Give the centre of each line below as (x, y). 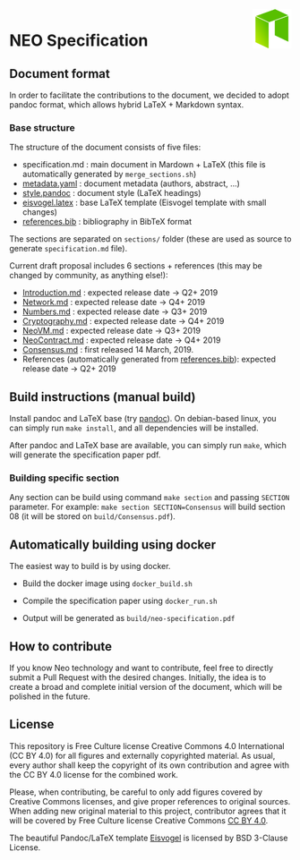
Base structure (42, 127)
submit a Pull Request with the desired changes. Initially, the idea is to (138, 677)
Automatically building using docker (113, 545)
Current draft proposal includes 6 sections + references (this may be (136, 266)
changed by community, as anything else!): (89, 276)
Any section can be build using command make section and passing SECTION (150, 498)
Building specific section (64, 478)
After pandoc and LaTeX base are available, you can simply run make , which (148, 446)
